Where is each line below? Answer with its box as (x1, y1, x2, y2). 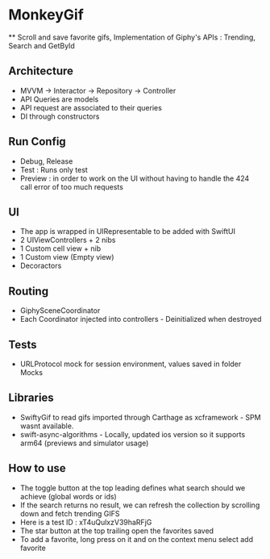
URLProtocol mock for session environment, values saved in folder (19, 359, 242, 369)
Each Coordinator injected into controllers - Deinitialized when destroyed (19, 315, 262, 324)
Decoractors (19, 261, 62, 271)
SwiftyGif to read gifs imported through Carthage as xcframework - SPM (19, 412, 261, 422)
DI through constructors (19, 111, 100, 121)
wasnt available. (19, 421, 74, 431)
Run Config (8, 135, 66, 148)
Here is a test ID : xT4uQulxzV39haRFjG (19, 517, 152, 527)
